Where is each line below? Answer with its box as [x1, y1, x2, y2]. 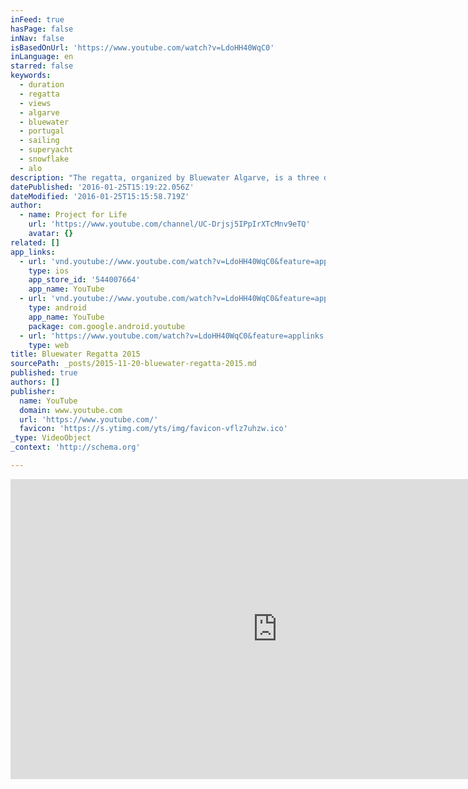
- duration [19, 80, 65, 90]
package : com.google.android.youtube [28, 321, 186, 331]
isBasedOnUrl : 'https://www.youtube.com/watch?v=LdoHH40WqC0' [10, 42, 275, 53]
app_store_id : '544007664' [28, 275, 141, 285]
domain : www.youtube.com [19, 405, 123, 415]
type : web [28, 340, 70, 350]
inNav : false [10, 33, 65, 43]
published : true [10, 368, 78, 378]
